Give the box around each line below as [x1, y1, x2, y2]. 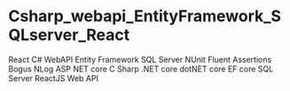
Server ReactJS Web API [8, 72, 99, 83]
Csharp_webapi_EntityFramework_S [8, 6, 281, 27]
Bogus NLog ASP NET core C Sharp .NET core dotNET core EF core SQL [8, 64, 274, 74]
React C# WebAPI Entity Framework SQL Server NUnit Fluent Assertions [8, 54, 272, 64]
